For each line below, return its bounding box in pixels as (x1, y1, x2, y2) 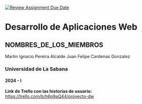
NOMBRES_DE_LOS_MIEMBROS (5, 41, 104, 49)
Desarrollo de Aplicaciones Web (5, 22, 138, 32)
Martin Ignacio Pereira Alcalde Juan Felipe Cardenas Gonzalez (5, 54, 130, 59)
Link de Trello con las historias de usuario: (5, 89, 92, 94)
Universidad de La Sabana (5, 65, 68, 72)
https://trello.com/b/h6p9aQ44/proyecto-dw (5, 93, 94, 99)
